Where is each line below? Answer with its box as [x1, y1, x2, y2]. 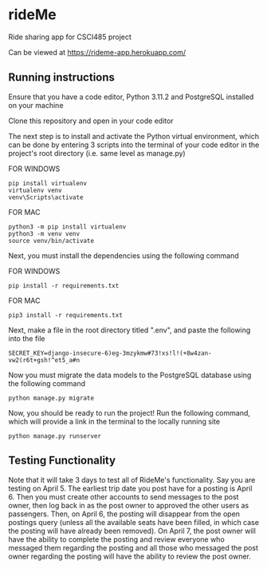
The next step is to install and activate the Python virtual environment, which [8, 131, 259, 141]
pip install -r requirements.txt [8, 281, 120, 289]
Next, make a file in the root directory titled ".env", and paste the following [8, 325, 251, 335]
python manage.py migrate [8, 394, 94, 402]
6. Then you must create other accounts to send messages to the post [8, 491, 239, 501]
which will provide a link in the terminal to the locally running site [8, 416, 221, 426]
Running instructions [8, 70, 116, 85]
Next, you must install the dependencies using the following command [8, 250, 239, 261]
